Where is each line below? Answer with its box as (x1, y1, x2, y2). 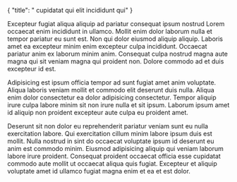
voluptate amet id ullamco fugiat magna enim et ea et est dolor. (7, 167, 190, 175)
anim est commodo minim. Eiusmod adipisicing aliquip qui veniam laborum (7, 145, 224, 152)
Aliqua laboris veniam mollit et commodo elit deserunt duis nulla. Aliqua (7, 86, 215, 94)
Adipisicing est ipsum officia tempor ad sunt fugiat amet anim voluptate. (7, 78, 217, 87)
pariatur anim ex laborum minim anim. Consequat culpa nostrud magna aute (7, 49, 228, 58)
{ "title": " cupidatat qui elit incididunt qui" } (7, 6, 133, 14)
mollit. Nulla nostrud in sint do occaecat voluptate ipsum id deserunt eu (7, 137, 214, 145)
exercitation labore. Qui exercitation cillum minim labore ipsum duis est (7, 130, 213, 138)
